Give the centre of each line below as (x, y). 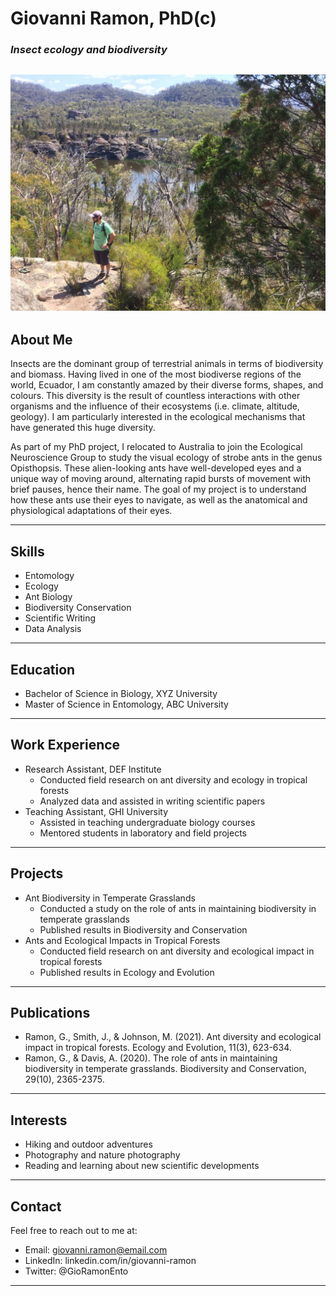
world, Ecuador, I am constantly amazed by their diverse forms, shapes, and (167, 385)
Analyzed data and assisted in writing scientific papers (152, 801)
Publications (50, 1012)
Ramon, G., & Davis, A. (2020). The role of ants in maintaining (151, 1058)
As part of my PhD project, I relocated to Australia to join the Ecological (156, 447)
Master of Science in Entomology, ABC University (126, 704)
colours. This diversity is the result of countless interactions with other (155, 396)
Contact (36, 1206)
